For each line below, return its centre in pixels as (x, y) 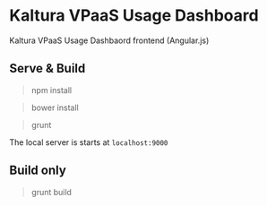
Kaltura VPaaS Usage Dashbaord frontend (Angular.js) (109, 40)
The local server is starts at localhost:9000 (89, 142)
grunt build (51, 192)
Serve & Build (47, 69)
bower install (55, 107)
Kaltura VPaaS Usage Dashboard (134, 16)
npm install (52, 90)
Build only (38, 171)
